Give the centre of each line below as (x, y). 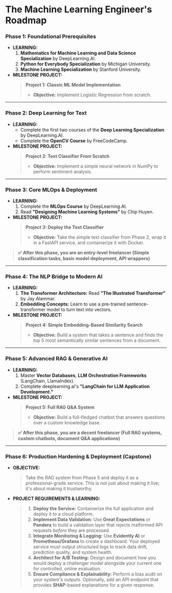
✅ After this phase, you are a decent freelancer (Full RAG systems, (90, 433)
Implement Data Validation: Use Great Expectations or (92, 519)
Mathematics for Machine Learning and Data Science (78, 53)
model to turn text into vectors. (79, 310)
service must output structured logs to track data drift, (90, 547)
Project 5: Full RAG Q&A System (60, 407)
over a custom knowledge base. (67, 422)
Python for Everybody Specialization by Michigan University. (86, 64)
